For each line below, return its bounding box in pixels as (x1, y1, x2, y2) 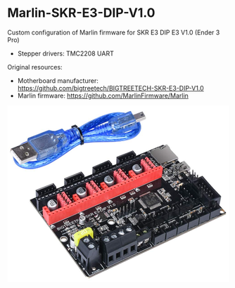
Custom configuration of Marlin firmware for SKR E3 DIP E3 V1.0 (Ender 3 (7, 28, 220, 37)
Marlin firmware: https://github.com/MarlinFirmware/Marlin (17, 91, 189, 100)
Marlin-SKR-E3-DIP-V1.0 (7, 5, 155, 21)
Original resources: (7, 63, 63, 71)
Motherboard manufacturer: (17, 76, 99, 85)
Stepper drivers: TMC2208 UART (17, 49, 114, 58)
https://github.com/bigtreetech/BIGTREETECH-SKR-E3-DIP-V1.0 (17, 84, 204, 92)
